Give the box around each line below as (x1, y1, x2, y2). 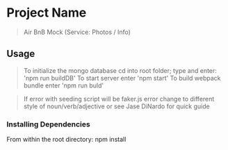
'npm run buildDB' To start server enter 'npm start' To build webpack (23, 74, 221, 82)
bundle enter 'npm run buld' (23, 81, 104, 90)
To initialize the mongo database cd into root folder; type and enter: (23, 66, 217, 74)
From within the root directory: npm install (6, 135, 127, 144)
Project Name (6, 5, 87, 21)
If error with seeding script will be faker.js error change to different (23, 94, 215, 103)
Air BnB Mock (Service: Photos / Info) (23, 28, 131, 36)
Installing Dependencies (6, 119, 91, 129)
